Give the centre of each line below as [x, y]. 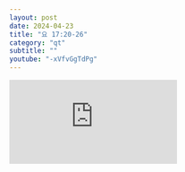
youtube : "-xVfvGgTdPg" [54, 59]
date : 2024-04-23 [42, 26]
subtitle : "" [34, 51]
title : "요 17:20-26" [48, 34]
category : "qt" [38, 43]
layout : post [34, 17]
